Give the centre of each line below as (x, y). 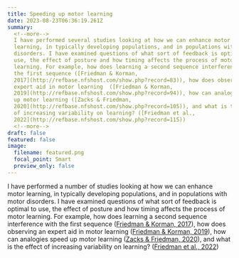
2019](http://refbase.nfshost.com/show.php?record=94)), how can (113, 93)
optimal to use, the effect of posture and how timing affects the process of (116, 209)
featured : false (31, 139)
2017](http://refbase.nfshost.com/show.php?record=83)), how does (114, 80)
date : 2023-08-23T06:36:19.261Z (55, 21)
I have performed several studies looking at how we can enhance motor (122, 41)
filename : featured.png (49, 153)
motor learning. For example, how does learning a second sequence (107, 216)
